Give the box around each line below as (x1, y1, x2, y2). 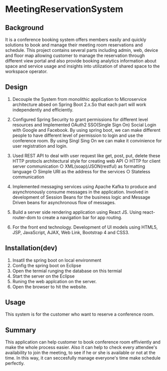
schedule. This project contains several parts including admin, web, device (5, 47, 159, 53)
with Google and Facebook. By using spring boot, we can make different (12, 127, 161, 133)
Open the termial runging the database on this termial (12, 268, 122, 274)
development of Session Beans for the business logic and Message (12, 194, 151, 200)
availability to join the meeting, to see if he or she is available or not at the (5, 350, 156, 356)
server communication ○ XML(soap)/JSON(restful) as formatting (12, 163, 146, 169)
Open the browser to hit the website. (12, 284, 87, 290)
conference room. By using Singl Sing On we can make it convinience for (12, 137, 162, 143)
